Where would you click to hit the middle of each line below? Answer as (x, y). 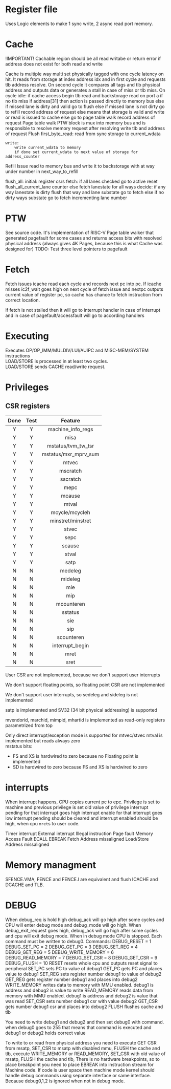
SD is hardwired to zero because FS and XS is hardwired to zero (80, 767)
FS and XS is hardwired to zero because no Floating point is (76, 756)
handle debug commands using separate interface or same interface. (78, 1075)
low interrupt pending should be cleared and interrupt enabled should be (82, 818)
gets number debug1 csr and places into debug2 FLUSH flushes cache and (84, 1007)
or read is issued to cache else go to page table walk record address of (80, 117)
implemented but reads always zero (43, 740)
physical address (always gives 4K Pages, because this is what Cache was (84, 243)
